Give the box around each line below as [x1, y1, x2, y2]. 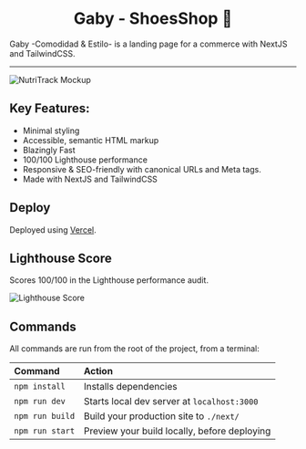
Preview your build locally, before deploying [83, 424, 271, 437]
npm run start [14, 426, 76, 436]
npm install [14, 381, 66, 392]
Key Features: [9, 100, 90, 117]
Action [83, 365, 114, 378]
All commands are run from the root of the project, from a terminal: [9, 343, 260, 354]
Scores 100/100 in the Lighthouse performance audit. [9, 275, 209, 286]
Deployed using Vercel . [9, 224, 97, 235]
